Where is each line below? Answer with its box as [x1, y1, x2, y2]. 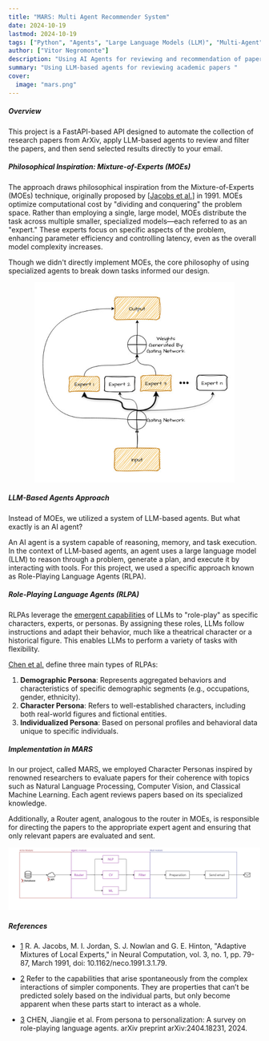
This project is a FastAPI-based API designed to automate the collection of [8, 127, 255, 136]
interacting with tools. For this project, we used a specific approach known [8, 563, 255, 572]
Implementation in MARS [8, 744, 94, 754]
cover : [8, 72, 30, 80]
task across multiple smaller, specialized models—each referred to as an [8, 216, 247, 226]
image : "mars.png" [15, 80, 78, 88]
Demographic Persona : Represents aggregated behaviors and [19, 675, 227, 684]
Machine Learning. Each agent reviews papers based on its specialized [8, 790, 243, 800]
